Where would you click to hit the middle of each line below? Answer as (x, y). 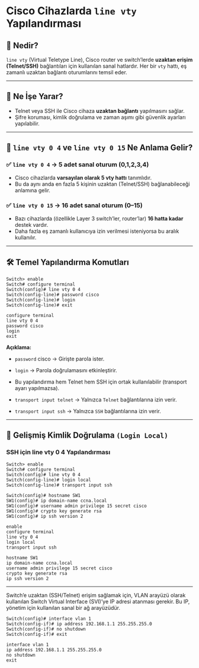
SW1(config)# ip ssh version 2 (45, 517)
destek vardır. (31, 224)
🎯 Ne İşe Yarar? (35, 96)
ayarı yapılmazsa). (37, 388)
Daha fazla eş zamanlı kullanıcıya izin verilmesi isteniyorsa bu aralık (97, 231)
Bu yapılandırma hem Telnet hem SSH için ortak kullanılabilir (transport (101, 382)
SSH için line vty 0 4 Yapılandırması (58, 452)
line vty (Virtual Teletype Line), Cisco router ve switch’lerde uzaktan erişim (99, 60)
